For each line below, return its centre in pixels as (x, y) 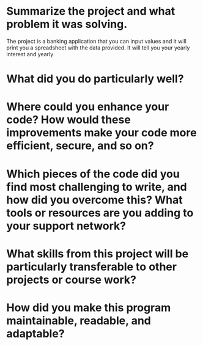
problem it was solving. (67, 24)
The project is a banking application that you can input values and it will (96, 41)
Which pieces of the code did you (93, 174)
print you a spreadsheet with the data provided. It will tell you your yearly (98, 48)
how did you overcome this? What (94, 200)
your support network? (66, 226)
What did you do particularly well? (95, 79)
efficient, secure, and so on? (80, 146)
